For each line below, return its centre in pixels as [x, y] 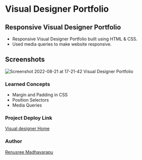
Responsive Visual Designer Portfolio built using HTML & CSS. [75, 39]
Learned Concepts [28, 84]
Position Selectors [30, 100]
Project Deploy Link [29, 118]
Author [14, 141]
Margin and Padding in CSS [40, 95]
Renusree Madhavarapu [29, 152]
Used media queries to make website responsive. [62, 44]
